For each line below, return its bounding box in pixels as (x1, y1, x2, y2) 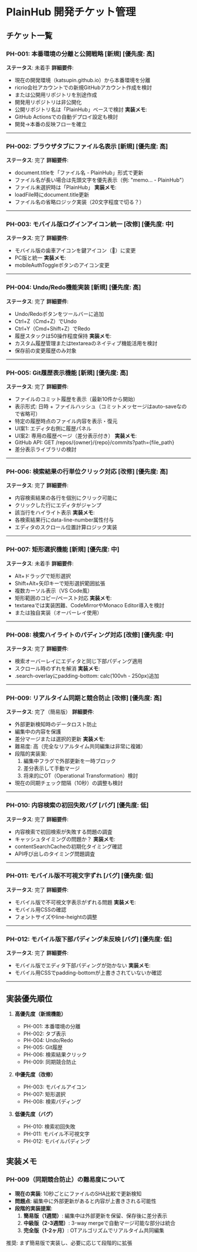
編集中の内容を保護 (14, 728, 62, 735)
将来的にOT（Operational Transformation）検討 (23, 772, 138, 779)
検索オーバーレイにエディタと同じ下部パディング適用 (14, 657, 142, 664)
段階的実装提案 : (14, 1204, 53, 1211)
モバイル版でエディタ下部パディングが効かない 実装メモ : (14, 962, 151, 969)
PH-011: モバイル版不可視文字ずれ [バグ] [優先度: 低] (6, 871, 154, 880)
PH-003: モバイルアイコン (23, 1083, 87, 1090)
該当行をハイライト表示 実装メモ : (14, 509, 95, 516)
